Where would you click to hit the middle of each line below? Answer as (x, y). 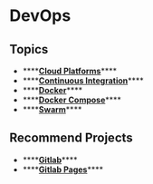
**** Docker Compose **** (72, 100)
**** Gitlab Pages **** (63, 169)
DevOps (40, 16)
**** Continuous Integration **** (83, 81)
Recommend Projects (71, 138)
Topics (29, 49)
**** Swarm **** (52, 109)
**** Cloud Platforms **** (70, 71)
